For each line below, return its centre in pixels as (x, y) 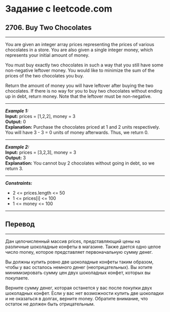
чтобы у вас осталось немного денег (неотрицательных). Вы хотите (79, 267)
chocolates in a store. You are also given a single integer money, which (79, 50)
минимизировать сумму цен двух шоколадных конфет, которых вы (78, 272)
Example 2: (17, 147)
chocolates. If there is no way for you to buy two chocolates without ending (84, 91)
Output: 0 (16, 122)
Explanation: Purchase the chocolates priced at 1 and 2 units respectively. (83, 127)
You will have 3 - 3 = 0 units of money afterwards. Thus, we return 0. (77, 132)
